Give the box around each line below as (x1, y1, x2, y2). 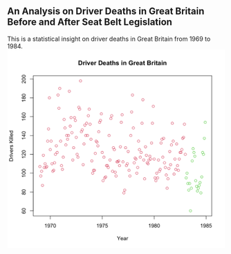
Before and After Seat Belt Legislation (7, 17, 173, 28)
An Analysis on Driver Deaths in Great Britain (7, 6, 205, 17)
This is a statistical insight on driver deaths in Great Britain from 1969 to (7, 35, 211, 43)
